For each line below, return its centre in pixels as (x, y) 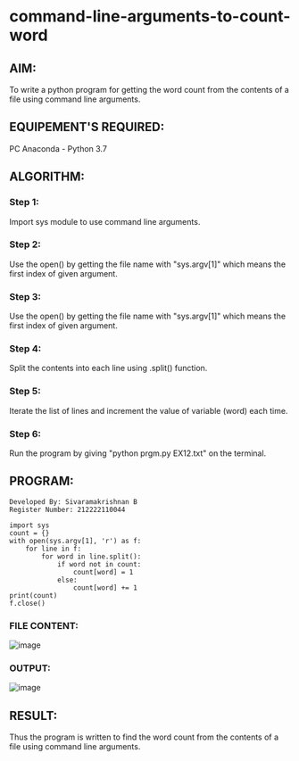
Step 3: (25, 296)
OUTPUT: (30, 668)
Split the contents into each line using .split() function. (108, 368)
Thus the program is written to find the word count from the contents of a (144, 737)
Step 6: (25, 434)
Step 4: (25, 349)
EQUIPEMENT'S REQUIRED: (87, 127)
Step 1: (24, 203)
